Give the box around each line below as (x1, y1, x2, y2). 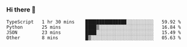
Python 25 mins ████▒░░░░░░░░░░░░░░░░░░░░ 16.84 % (6, 24, 182, 31)
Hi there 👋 (6, 5, 37, 14)
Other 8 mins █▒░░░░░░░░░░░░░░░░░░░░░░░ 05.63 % (6, 35, 182, 41)
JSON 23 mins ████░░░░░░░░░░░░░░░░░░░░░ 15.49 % (6, 30, 182, 36)
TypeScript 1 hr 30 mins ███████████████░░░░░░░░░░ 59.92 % (6, 19, 182, 25)
